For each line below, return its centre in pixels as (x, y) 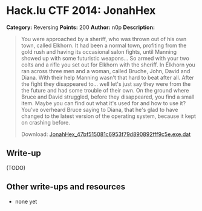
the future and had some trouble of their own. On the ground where (105, 90)
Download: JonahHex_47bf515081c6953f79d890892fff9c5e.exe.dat (106, 134)
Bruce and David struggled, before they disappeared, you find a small (108, 97)
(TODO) (16, 167)
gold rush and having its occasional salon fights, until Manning (99, 51)
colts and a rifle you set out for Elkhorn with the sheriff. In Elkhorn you (108, 65)
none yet (26, 201)
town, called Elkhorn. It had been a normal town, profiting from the (104, 45)
